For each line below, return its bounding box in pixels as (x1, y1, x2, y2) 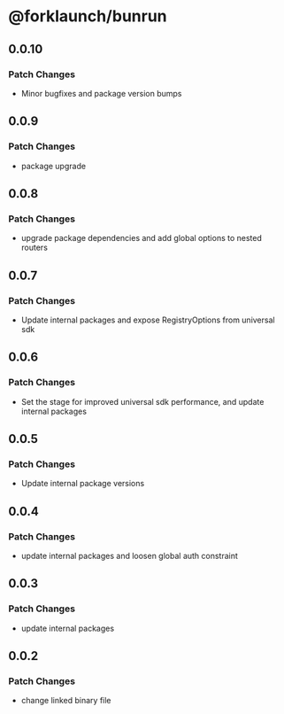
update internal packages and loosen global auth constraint (20, 551, 238, 561)
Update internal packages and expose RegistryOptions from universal (20, 314, 275, 325)
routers (20, 242, 48, 253)
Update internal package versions (20, 478, 145, 489)
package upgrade (20, 160, 86, 171)
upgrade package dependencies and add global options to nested (20, 233, 263, 244)
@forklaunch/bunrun (8, 6, 167, 27)
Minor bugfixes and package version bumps (20, 88, 182, 98)
